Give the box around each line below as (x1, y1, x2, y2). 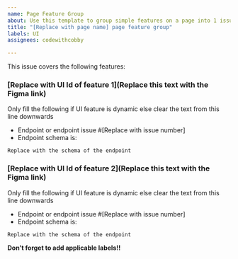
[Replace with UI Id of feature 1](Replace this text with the (7, 80, 209, 90)
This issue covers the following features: (7, 62, 126, 71)
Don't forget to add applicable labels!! (7, 243, 121, 252)
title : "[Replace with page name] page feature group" (7, 23, 173, 30)
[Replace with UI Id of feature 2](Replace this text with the (7, 163, 210, 173)
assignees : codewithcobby (7, 37, 84, 44)
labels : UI (7, 30, 40, 38)
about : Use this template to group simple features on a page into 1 (7, 17, 217, 24)
